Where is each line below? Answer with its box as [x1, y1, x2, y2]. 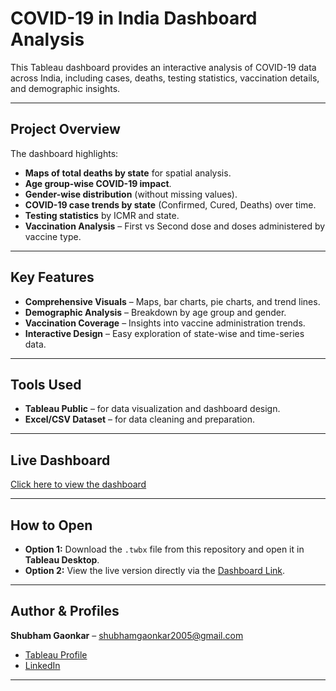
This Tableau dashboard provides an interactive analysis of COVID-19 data [10, 61, 317, 73]
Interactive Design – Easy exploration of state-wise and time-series [24, 327, 305, 339]
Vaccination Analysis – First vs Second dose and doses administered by [24, 220, 326, 232]
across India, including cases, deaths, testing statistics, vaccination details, [10, 72, 320, 84]
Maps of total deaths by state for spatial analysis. [24, 167, 232, 179]
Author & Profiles [10, 603, 120, 620]
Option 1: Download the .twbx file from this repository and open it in [24, 543, 305, 555]
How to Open [10, 517, 93, 534]
